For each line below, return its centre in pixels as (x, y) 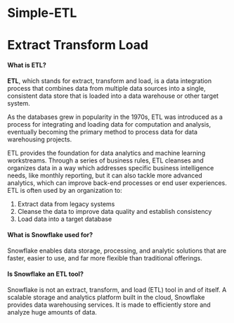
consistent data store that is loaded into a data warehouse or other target (113, 96)
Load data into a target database (65, 219)
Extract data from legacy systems (66, 204)
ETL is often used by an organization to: (65, 190)
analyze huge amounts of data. (52, 312)
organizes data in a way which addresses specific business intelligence (111, 167)
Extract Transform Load (78, 45)
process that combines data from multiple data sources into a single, (106, 88)
